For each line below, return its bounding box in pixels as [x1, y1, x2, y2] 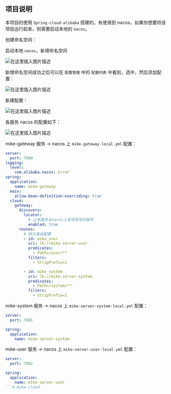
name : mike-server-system [14, 336, 70, 341]
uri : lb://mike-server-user [28, 241, 88, 246]
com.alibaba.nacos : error [14, 170, 70, 175]
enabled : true [28, 221, 58, 227]
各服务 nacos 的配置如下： [5, 119, 61, 125]
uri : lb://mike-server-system [28, 274, 93, 279]
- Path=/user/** [32, 251, 67, 256]
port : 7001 [10, 317, 33, 323]
